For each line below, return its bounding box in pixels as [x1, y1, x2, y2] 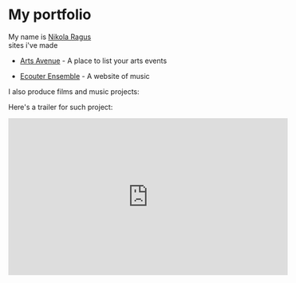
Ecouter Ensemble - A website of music [19, 71, 150, 81]
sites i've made [8, 40, 58, 49]
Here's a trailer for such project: [8, 102, 113, 112]
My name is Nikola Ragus [8, 32, 92, 41]
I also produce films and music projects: [8, 86, 140, 96]
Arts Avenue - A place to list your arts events [19, 56, 168, 65]
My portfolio [8, 6, 92, 24]
